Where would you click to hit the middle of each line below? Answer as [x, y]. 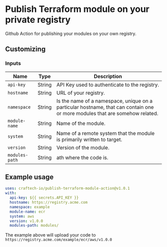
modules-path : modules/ [34, 226]
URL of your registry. [81, 93]
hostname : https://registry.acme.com [49, 203]
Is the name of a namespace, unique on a [104, 101]
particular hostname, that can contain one [105, 107]
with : [11, 193]
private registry [38, 20]
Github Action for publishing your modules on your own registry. [71, 33]
